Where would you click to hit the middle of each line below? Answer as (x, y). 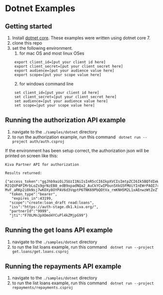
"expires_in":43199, (32, 198)
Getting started (29, 26)
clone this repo (27, 43)
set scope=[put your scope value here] (55, 105)
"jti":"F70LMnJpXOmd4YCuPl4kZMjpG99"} (49, 215)
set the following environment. (42, 48)
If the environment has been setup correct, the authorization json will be (77, 150)
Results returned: (24, 173)
